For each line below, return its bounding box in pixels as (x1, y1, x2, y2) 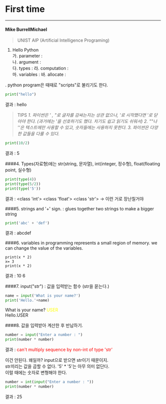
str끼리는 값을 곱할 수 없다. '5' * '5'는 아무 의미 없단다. (5, 363, 110, 369)
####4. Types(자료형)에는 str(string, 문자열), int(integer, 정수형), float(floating (5, 160, 161, 167)
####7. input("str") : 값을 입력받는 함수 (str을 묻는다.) (5, 283, 110, 289)
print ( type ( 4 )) (5, 177, 37, 182)
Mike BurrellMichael (5, 26, 47, 32)
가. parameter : (12, 53, 43, 59)
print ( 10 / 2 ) (5, 140, 30, 146)
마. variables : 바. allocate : (12, 71, 66, 77)
